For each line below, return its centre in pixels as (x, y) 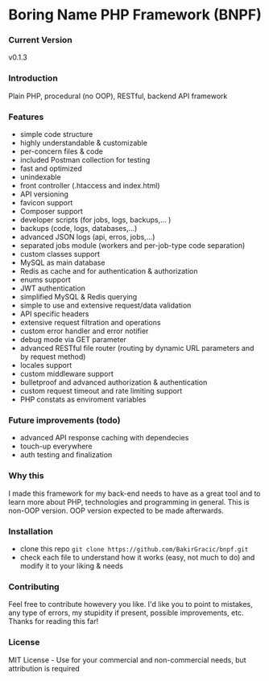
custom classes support (60, 254)
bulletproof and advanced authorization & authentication (114, 382)
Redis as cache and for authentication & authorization (109, 271)
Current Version (40, 40)
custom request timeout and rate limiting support (101, 391)
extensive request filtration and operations (90, 323)
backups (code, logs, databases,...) (79, 229)
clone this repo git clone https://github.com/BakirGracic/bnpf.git (134, 548)
